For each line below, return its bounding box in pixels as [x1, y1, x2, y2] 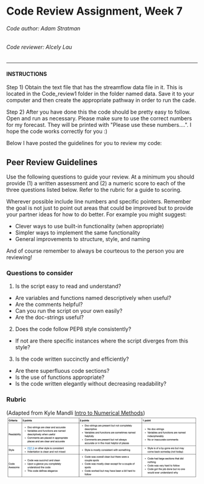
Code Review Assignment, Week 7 [6, 4, 183, 18]
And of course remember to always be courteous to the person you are [6, 247, 184, 254]
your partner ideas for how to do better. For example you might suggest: [6, 211, 187, 218]
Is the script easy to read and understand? [15, 282, 121, 290]
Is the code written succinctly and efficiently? [15, 355, 129, 363]
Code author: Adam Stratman [6, 24, 81, 32]
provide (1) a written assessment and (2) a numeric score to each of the [6, 180, 186, 187]
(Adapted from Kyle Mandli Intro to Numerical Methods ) [6, 409, 146, 417]
